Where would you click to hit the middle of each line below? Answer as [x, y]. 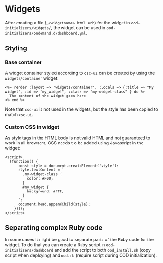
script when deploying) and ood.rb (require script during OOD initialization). [81, 255]
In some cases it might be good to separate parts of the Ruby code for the [80, 239]
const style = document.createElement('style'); [68, 166]
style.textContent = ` [41, 170]
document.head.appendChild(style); [54, 204]
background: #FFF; [45, 191]
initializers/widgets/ [28, 28]
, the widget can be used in [78, 27]
